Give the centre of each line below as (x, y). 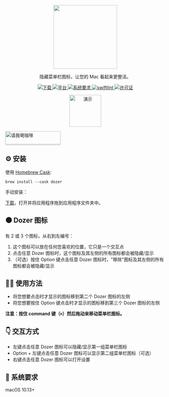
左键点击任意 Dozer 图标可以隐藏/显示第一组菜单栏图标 (70, 347)
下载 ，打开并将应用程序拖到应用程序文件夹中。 (54, 203)
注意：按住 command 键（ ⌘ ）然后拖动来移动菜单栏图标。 (65, 314)
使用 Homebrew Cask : (28, 172)
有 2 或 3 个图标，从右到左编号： (39, 236)
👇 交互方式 (22, 331)
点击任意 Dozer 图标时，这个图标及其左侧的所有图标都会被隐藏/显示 (83, 253)
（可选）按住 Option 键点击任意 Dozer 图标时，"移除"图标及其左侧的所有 (88, 259)
